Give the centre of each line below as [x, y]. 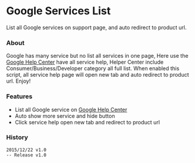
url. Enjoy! [18, 81]
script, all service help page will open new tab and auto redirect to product [98, 75]
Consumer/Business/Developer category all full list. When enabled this [93, 68]
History [17, 137]
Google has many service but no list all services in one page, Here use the [97, 56]
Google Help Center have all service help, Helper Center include [85, 62]
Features [19, 96]
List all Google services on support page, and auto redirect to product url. [96, 27]
